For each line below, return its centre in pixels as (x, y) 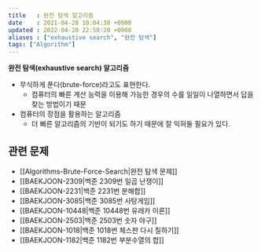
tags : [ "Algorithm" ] (42, 45)
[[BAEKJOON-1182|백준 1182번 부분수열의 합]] (92, 239)
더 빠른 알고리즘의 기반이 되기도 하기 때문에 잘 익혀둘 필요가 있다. (130, 124)
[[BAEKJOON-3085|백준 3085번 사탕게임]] (87, 200)
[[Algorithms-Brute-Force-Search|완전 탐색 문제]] (98, 171)
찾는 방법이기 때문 (59, 104)
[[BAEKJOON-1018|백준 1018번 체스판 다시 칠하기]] (99, 230)
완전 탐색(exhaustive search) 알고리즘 (69, 68)
